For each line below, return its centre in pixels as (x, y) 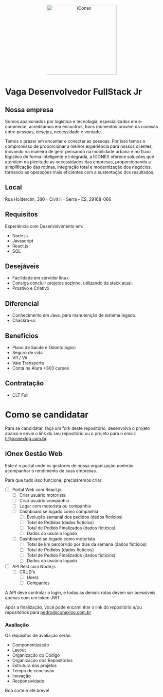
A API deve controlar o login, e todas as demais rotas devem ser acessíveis (80, 592)
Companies (38, 583)
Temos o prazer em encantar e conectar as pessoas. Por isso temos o (75, 141)
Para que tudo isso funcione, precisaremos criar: (54, 480)
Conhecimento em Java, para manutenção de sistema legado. (74, 315)
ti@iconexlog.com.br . (26, 438)
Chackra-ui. (24, 320)
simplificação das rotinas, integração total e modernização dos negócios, (79, 167)
